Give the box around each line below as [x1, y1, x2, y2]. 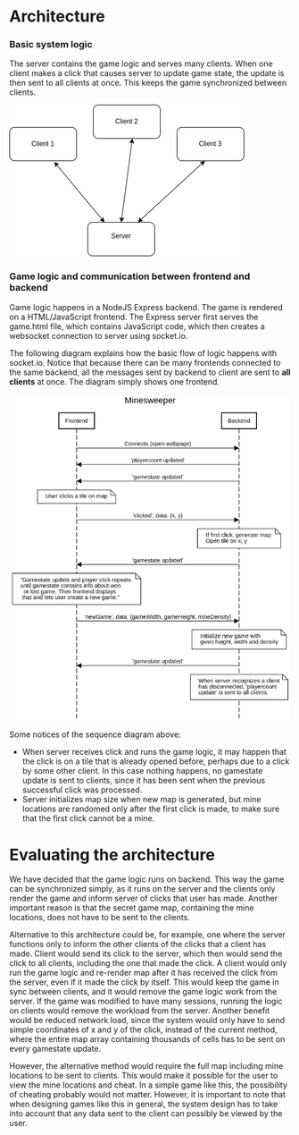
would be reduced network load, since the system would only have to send [9, 1015, 286, 1026]
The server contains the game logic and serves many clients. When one [9, 58, 274, 69]
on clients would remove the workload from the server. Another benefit [9, 1005, 270, 1016]
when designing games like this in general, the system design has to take [9, 1098, 278, 1110]
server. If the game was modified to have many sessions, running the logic [9, 995, 283, 1007]
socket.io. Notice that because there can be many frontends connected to [9, 357, 281, 368]
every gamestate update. [9, 1044, 102, 1055]
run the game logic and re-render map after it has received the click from [9, 968, 278, 978]
